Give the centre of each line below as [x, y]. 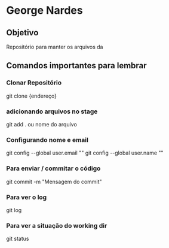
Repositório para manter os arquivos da [55, 47]
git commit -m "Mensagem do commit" [54, 182]
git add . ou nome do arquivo [42, 124]
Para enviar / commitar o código [53, 168]
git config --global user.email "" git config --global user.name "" [85, 153]
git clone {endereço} [32, 96]
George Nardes [44, 10]
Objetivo [22, 33]
